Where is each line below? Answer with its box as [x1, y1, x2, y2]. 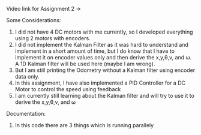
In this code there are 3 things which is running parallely [14, 122, 154, 128]
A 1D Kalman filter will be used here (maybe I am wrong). [14, 60, 155, 67]
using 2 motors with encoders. [14, 35, 91, 41]
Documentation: [6, 110, 46, 117]
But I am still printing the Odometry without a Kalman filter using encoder [14, 67, 196, 74]
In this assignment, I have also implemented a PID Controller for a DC [14, 79, 186, 86]
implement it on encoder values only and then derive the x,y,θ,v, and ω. [14, 54, 192, 61]
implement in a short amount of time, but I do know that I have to [14, 47, 175, 55]
